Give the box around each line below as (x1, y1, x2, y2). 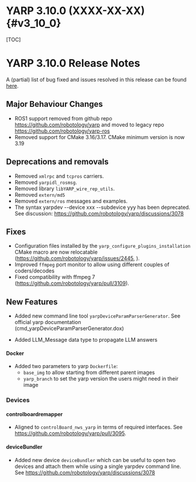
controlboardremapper (6, 410, 63, 417)
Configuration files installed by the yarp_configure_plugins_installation (14, 242, 191, 250)
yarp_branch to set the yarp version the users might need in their (23, 375, 178, 382)
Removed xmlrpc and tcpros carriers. (14, 172, 104, 180)
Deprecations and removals (6, 157, 109, 167)
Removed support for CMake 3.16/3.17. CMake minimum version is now (14, 133, 185, 140)
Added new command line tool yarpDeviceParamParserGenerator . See (14, 312, 181, 319)
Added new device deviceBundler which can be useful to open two (14, 456, 176, 463)
